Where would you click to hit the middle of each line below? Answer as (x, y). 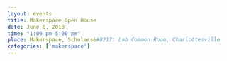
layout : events (30, 14)
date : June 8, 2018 (36, 27)
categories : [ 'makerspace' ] (49, 46)
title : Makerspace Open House (52, 20)
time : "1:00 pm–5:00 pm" (44, 33)
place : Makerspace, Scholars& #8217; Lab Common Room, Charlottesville (114, 40)
